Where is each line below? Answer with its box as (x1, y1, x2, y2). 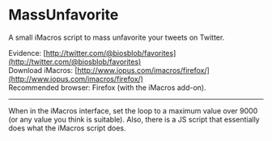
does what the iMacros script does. (8, 123, 127, 133)
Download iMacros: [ (8, 65, 79, 75)
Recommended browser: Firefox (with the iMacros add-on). (8, 83, 206, 92)
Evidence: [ (8, 48, 46, 58)
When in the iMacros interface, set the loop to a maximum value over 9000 (8, 105, 258, 115)
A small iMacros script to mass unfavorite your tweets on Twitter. (8, 32, 225, 42)
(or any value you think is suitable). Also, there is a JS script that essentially (8, 114, 261, 124)
